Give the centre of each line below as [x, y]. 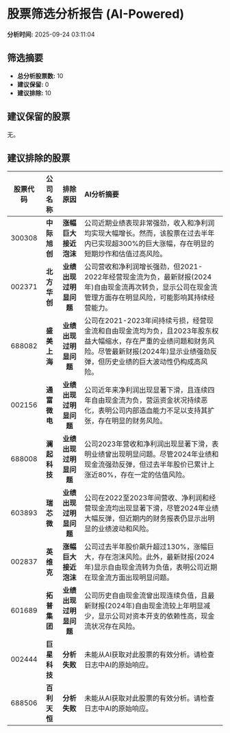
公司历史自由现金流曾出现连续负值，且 [146, 595]
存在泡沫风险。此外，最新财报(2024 [156, 557]
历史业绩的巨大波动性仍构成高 [153, 362]
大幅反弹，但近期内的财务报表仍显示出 [146, 519]
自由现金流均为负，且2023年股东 [158, 331]
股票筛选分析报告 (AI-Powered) [96, 14]
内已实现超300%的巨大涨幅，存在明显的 [149, 244]
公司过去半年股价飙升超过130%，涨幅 [146, 547]
